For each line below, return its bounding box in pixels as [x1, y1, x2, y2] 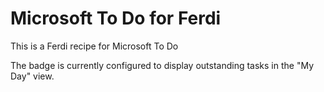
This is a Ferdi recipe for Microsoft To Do [10, 40, 179, 52]
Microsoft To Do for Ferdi [10, 7, 222, 30]
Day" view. [10, 70, 55, 82]
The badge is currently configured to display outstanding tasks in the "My [10, 59, 315, 71]
